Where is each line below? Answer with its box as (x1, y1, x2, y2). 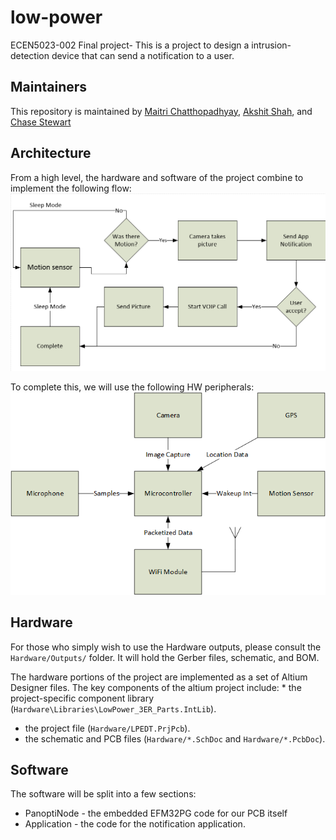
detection (10, 49, 50, 61)
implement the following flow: (10, 182, 132, 194)
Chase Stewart (10, 116, 72, 128)
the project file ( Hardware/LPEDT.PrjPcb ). (24, 722, 191, 734)
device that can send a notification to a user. (51, 49, 235, 61)
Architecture (10, 145, 92, 162)
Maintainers (10, 79, 88, 96)
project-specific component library (10, 692, 155, 704)
